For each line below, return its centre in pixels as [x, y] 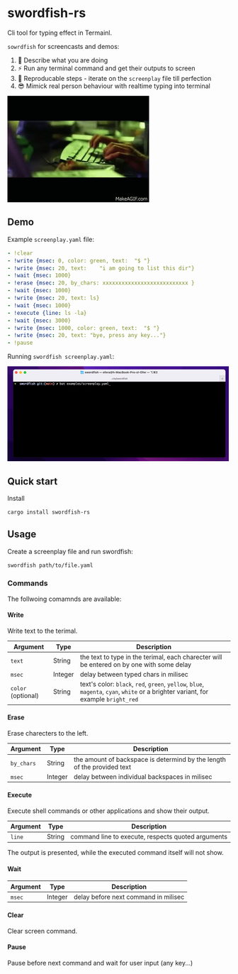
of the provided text [102, 767]
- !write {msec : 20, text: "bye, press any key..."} [87, 336]
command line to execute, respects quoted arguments [149, 837]
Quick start [33, 481]
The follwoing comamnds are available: [64, 599]
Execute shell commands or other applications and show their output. [109, 811]
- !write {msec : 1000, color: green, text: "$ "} [84, 328]
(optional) [24, 695]
